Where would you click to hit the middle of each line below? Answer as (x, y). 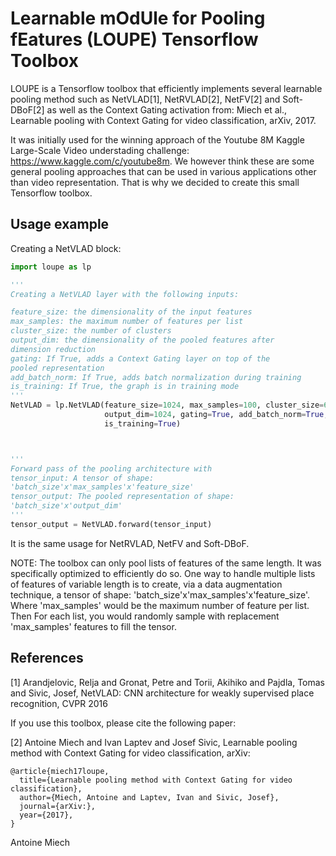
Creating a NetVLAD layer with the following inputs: (125, 294)
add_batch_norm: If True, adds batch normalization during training (156, 377)
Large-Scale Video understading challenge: (100, 150)
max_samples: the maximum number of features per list (127, 322)
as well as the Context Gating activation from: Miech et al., (167, 109)
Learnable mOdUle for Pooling (138, 18)
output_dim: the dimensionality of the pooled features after (142, 340)
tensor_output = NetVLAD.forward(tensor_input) (111, 524)
